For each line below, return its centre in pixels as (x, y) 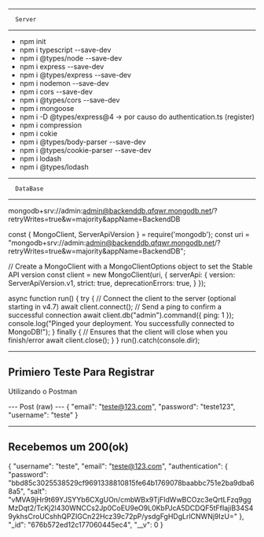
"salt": (37, 491)
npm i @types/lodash (54, 167)
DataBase (29, 189)
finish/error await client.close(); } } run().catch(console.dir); (104, 340)
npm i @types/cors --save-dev (70, 100)
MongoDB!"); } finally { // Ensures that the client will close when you (118, 332)
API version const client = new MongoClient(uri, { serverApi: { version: (122, 275)
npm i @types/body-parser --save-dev (82, 142)
